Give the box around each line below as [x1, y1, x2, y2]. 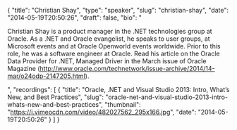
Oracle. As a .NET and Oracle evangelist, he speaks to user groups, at [7, 34, 210, 43]
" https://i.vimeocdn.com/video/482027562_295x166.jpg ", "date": [7, 108, 197, 116]
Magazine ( [7, 65, 40, 72]
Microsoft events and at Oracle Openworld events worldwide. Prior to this [7, 42, 221, 50]
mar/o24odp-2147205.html [7, 72, 86, 80]
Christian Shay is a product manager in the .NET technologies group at [7, 27, 213, 35]
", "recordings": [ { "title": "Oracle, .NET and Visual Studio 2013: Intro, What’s [7, 86, 230, 93]
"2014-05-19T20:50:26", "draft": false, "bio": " [7, 13, 142, 22]
